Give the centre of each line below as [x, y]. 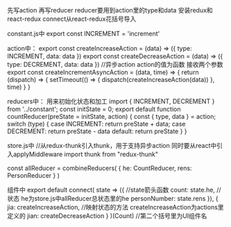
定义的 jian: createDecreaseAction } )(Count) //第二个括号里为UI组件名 [107, 216]
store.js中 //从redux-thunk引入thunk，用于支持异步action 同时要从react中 [112, 145]
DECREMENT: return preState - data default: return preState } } [97, 131]
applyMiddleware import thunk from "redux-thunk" [85, 154]
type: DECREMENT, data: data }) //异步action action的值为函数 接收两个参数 [115, 64]
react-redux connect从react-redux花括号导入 [72, 19]
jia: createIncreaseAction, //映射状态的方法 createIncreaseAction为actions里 [115, 207]
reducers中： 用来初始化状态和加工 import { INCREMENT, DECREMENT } [111, 101]
